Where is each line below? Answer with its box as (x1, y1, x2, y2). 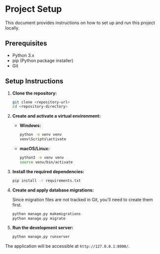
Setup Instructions (5, 77, 64, 86)
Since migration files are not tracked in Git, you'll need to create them (12, 196, 153, 202)
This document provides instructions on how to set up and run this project (5, 20, 155, 26)
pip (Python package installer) (12, 58, 74, 63)
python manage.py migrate (12, 216, 65, 221)
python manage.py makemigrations (12, 211, 81, 216)
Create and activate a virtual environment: (12, 113, 101, 119)
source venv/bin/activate (19, 159, 73, 164)
